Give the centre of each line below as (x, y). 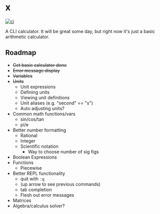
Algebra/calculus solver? (39, 206)
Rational (29, 135)
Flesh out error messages (47, 195)
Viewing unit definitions (45, 97)
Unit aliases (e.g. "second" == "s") (57, 103)
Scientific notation (39, 146)
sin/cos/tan (32, 119)
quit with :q (32, 179)
